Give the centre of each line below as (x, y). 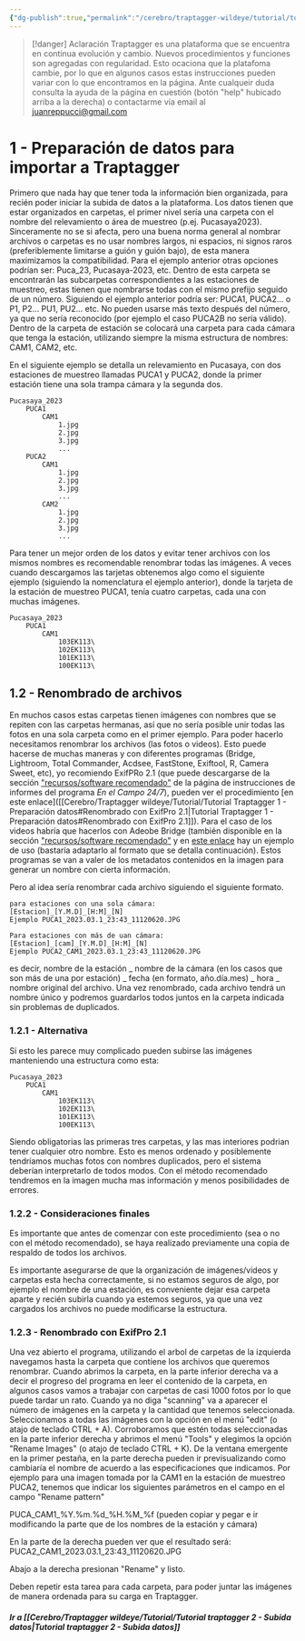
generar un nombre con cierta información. (90, 870)
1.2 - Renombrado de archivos (96, 693)
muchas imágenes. (45, 601)
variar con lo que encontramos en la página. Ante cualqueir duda (153, 82)
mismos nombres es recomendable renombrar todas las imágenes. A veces (151, 562)
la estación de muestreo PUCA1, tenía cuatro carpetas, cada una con (138, 591)
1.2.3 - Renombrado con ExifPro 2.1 (88, 1332)
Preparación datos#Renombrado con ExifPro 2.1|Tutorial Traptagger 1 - (142, 812)
